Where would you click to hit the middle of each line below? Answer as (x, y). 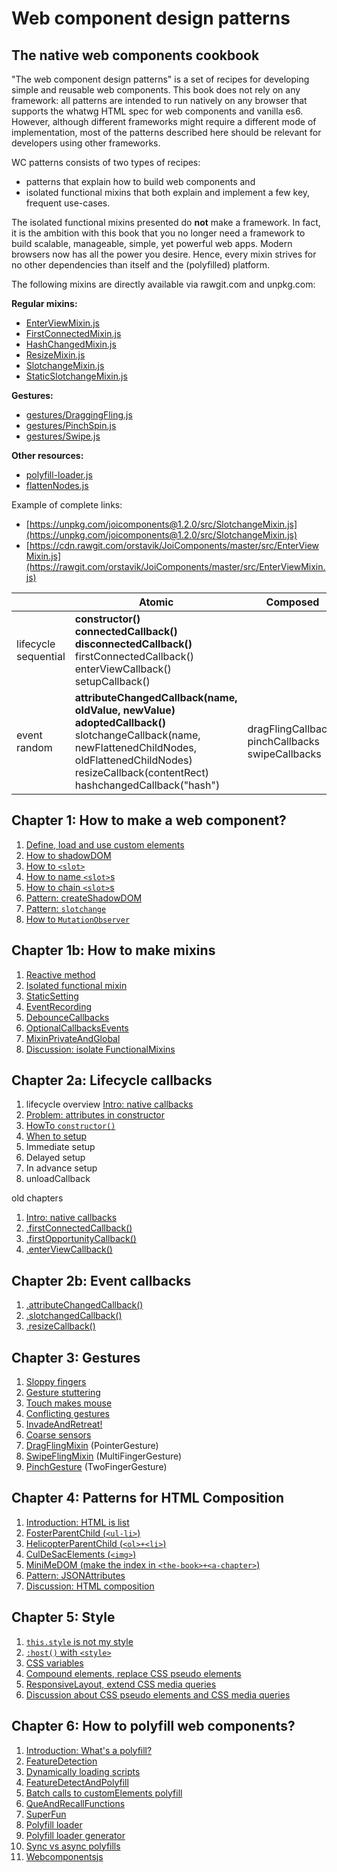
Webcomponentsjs (64, 1856)
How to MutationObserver (78, 919)
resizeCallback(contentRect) (141, 772)
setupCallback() (112, 681)
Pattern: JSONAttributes (75, 1575)
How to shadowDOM (68, 855)
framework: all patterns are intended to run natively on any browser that (159, 100)
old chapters (37, 1198)
